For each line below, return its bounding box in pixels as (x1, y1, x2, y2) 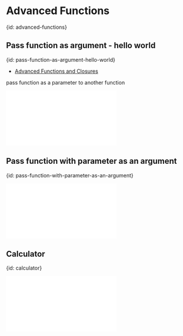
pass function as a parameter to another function (6, 79, 125, 86)
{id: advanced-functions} (6, 23, 68, 31)
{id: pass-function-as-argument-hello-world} (6, 56, 116, 63)
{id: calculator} (6, 264, 42, 271)
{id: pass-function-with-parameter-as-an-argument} (6, 172, 134, 179)
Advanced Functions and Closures (14, 68, 98, 75)
